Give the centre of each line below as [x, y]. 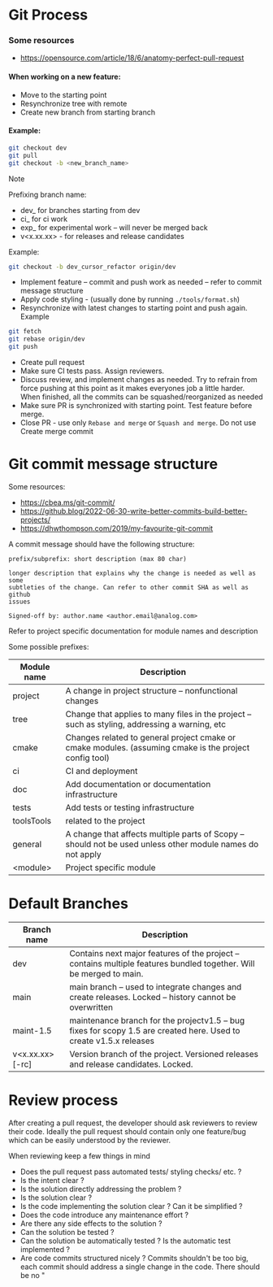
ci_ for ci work [43, 219]
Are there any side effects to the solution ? [91, 1223]
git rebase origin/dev [47, 339]
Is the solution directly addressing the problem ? [101, 1189]
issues [19, 602]
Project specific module [110, 867]
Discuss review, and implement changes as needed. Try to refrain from [139, 380]
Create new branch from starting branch [88, 112]
